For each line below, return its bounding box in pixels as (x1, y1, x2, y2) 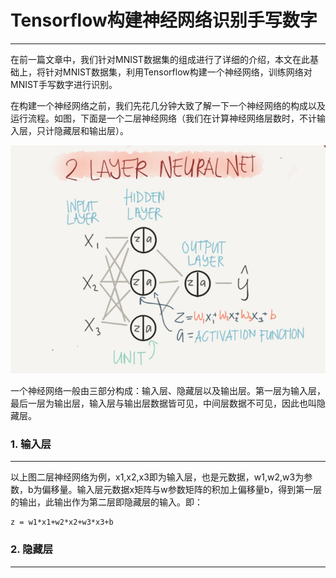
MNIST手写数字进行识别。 (10, 78, 118, 90)
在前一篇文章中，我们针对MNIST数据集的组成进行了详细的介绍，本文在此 (10, 53, 310, 65)
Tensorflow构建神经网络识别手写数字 (10, 9, 318, 32)
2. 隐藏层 (10, 542, 54, 556)
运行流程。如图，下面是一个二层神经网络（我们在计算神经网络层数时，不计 (10, 112, 317, 124)
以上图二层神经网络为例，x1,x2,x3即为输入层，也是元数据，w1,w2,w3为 (10, 471, 305, 483)
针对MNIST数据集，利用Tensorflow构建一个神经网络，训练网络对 (44, 66, 313, 78)
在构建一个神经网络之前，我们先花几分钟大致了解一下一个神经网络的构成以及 (10, 99, 326, 111)
